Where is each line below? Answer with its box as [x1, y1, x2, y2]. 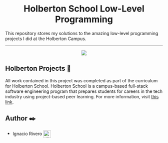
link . [5, 99, 14, 105]
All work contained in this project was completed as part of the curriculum [5, 77, 158, 83]
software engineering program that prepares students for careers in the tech [5, 88, 163, 94]
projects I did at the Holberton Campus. [5, 36, 86, 42]
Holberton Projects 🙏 [5, 64, 71, 73]
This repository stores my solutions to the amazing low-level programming [5, 30, 158, 36]
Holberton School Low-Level [23, 3, 145, 15]
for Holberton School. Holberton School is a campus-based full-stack [5, 83, 148, 89]
